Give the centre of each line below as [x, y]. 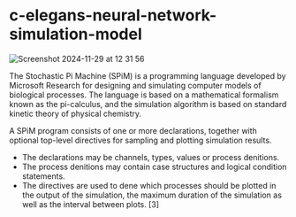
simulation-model [76, 34]
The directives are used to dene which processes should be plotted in [149, 185]
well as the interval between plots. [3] [91, 204]
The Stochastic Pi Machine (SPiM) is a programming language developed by [148, 75]
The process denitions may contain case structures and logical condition [154, 167]
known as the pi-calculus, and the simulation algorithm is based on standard [148, 104]
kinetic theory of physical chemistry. [76, 113]
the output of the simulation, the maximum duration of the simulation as [152, 195]
